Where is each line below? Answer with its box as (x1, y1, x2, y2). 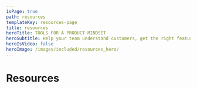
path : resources (6, 14, 46, 20)
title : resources (6, 24, 49, 31)
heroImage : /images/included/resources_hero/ (6, 47, 119, 52)
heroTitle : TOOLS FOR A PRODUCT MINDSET (6, 30, 107, 36)
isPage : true (6, 8, 38, 15)
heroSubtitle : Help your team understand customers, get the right (6, 36, 175, 41)
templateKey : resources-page (6, 19, 77, 25)
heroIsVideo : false (6, 41, 54, 47)
